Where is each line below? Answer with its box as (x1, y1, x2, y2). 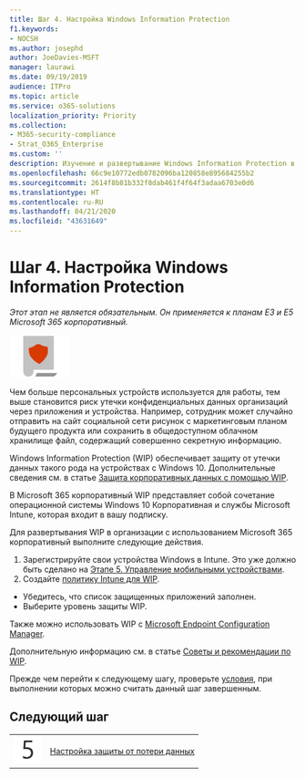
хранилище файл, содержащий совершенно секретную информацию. (9, 434, 282, 446)
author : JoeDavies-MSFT (9, 53, 100, 63)
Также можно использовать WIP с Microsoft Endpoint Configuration (9, 618, 270, 629)
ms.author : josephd (9, 44, 84, 53)
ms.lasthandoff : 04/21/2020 (9, 207, 117, 216)
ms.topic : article (9, 91, 79, 100)
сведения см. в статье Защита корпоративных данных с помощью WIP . (9, 472, 289, 482)
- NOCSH (9, 34, 39, 43)
